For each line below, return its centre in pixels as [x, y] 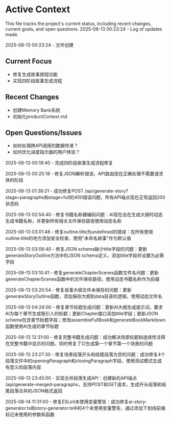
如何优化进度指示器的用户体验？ [46, 152]
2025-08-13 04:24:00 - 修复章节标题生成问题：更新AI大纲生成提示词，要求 [84, 307]
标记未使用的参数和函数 [30, 414]
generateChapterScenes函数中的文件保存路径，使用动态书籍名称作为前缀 [82, 279]
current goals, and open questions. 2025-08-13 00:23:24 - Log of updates [84, 29]
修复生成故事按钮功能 [35, 74]
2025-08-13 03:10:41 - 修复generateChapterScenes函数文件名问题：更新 [82, 273]
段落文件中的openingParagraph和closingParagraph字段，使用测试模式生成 [84, 361]
